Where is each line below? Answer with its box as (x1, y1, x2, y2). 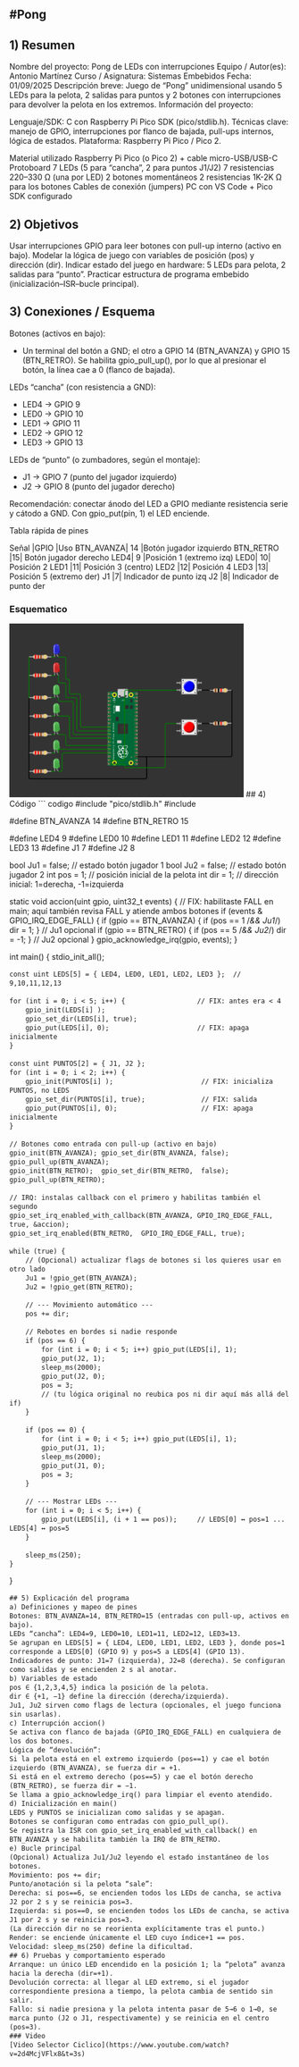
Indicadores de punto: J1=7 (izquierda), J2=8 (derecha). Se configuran (9, 1657, 286, 1666)
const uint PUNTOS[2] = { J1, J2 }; (9, 1059, 145, 1069)
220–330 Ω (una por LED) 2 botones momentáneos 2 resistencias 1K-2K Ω (9, 172, 283, 182)
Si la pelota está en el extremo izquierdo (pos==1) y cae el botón (9, 1755, 270, 1764)
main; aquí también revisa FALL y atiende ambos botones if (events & (9, 906, 263, 917)
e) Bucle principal (9, 1844, 82, 1853)
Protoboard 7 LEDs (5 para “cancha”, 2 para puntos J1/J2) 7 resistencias (9, 163, 275, 173)
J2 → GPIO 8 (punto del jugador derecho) (21, 481, 176, 492)
